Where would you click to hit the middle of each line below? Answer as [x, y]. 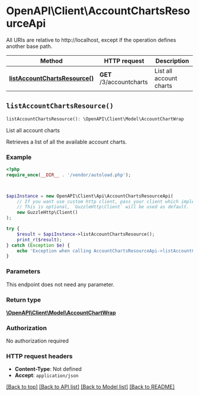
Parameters [23, 272]
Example [19, 157]
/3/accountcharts [124, 82]
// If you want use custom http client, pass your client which [98, 202]
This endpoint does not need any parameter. [60, 284]
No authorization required [38, 341]
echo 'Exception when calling [54, 251]
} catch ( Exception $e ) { [38, 245]
